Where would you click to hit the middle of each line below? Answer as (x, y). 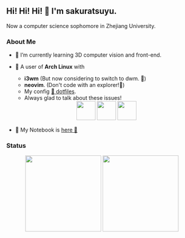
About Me (21, 41)
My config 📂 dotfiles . (50, 91)
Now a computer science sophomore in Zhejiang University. (81, 26)
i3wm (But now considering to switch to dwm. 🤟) (85, 79)
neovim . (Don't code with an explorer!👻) (74, 85)
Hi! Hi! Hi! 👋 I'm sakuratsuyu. (62, 11)
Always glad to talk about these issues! (73, 98)
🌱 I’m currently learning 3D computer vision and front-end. (88, 55)
